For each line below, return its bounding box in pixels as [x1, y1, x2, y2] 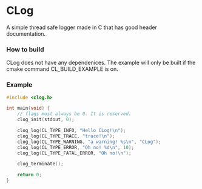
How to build [6, 45, 44, 53]
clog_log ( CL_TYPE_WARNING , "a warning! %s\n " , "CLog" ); [17, 139, 162, 145]
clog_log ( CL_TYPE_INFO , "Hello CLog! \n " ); [17, 128, 126, 134]
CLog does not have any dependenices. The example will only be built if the [6, 59, 196, 67]
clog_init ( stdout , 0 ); [17, 116, 75, 123]
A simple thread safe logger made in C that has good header [6, 24, 158, 31]
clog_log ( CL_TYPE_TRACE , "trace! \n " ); [17, 133, 115, 139]
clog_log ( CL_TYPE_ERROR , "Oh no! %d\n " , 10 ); [17, 144, 135, 150]
